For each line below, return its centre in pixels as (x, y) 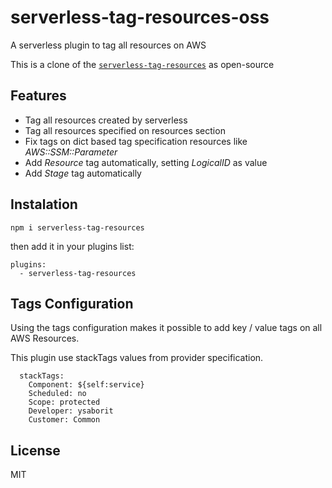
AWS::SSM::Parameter (71, 152)
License (35, 450)
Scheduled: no (57, 394)
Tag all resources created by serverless (106, 120)
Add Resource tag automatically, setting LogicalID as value (146, 162)
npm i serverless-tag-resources (77, 227)
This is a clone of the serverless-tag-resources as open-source (142, 64)
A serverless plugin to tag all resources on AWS (108, 45)
